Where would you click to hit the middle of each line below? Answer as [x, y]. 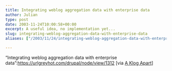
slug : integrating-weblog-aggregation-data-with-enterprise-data [76, 34]
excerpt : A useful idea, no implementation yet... [60, 29]
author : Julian [21, 15]
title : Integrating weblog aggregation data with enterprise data [78, 10]
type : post [17, 19]
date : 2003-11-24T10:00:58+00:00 [41, 24]
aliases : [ [17, 39]
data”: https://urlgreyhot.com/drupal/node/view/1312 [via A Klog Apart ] [79, 63]
